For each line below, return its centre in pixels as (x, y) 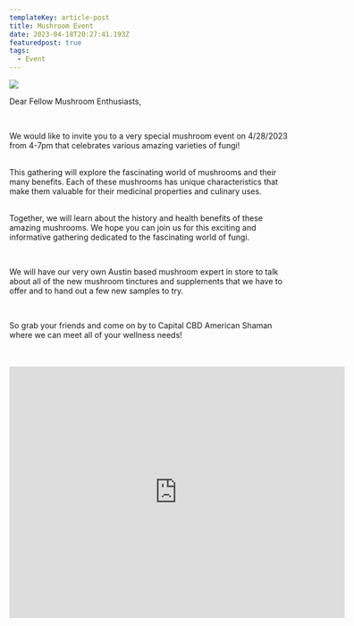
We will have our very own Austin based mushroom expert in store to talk (144, 272)
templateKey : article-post (59, 17)
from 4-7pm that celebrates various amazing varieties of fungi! (125, 145)
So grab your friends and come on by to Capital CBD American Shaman (141, 326)
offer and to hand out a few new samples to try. (97, 291)
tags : (19, 51)
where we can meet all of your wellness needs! (96, 335)
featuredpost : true (46, 42)
